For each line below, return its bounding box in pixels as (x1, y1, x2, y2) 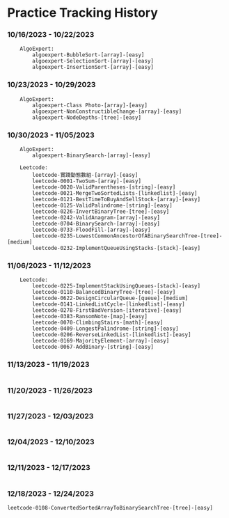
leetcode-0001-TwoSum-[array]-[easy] (32, 178, 141, 185)
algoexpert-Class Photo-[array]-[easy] (32, 102, 148, 109)
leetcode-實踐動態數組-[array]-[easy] (32, 172, 139, 179)
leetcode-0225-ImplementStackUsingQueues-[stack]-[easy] (32, 283, 200, 290)
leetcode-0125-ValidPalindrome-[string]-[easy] (32, 202, 173, 210)
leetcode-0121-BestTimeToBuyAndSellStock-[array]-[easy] (32, 196, 200, 203)
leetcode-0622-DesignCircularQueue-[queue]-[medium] (32, 295, 189, 302)
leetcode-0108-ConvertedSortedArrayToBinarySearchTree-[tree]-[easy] (7, 505, 214, 512)
